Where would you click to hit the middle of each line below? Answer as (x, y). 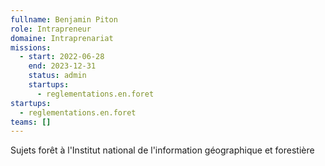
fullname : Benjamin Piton (64, 19)
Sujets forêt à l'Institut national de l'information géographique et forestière (162, 150)
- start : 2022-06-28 (62, 57)
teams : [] (31, 122)
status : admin (57, 76)
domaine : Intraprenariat (62, 38)
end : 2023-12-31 (62, 66)
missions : (31, 47)
